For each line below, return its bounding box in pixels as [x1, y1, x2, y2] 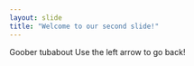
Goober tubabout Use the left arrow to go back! [9, 46, 186, 57]
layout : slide [9, 13, 63, 23]
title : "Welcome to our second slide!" [9, 22, 160, 31]
